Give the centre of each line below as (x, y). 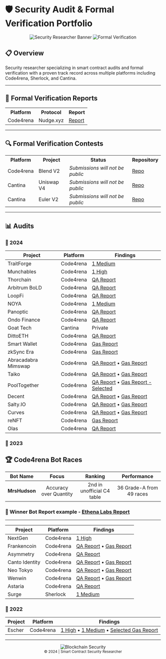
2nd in (95, 485)
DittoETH (18, 336)
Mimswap (19, 366)
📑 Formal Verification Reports (51, 99)
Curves (16, 412)
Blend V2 (49, 171)
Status (98, 160)
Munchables (22, 272)
